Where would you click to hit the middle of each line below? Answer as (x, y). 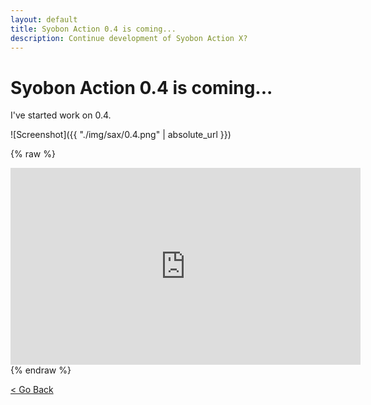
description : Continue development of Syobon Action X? (129, 38)
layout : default (44, 19)
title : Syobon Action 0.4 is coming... (93, 29)
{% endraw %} (41, 370)
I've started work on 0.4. (61, 115)
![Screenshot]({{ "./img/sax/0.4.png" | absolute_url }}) (121, 135)
